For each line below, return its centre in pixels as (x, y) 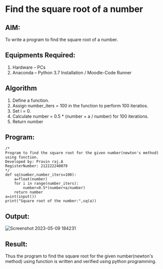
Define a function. (31, 100)
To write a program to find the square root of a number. (62, 39)
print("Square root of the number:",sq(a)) (51, 201)
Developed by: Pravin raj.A (34, 162)
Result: (16, 244)
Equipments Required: (40, 55)
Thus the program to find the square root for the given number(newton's (79, 256)
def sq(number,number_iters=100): (41, 175)
